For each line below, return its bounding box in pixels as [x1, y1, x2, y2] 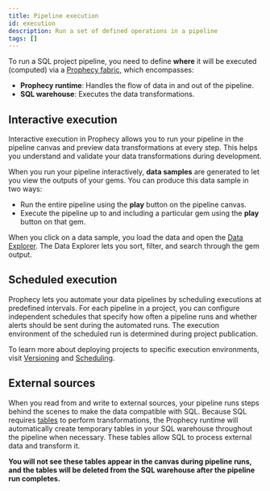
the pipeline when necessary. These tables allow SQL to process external [8, 432, 252, 442]
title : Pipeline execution [8, 11, 99, 20]
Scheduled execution [8, 273, 118, 287]
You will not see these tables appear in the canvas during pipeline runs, [8, 456, 252, 466]
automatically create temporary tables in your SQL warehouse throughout [8, 423, 252, 433]
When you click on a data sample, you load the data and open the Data [8, 233, 243, 242]
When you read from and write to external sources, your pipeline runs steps [8, 397, 260, 408]
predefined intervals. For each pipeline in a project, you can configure [8, 303, 240, 313]
